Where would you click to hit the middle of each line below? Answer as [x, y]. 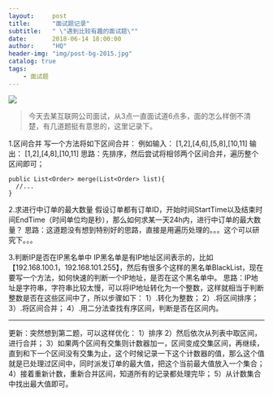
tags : [17, 69]
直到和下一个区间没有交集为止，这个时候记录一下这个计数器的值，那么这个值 [136, 353]
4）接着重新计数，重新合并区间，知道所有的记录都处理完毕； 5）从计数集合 [135, 373]
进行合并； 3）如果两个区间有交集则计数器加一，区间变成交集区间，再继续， [136, 343]
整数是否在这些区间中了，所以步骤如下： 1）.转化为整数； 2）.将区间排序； [134, 298]
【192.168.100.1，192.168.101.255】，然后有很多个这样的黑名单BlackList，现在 [136, 267]
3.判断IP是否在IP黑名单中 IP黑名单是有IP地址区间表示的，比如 [111, 257]
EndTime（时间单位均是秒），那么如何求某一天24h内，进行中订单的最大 [134, 220]
